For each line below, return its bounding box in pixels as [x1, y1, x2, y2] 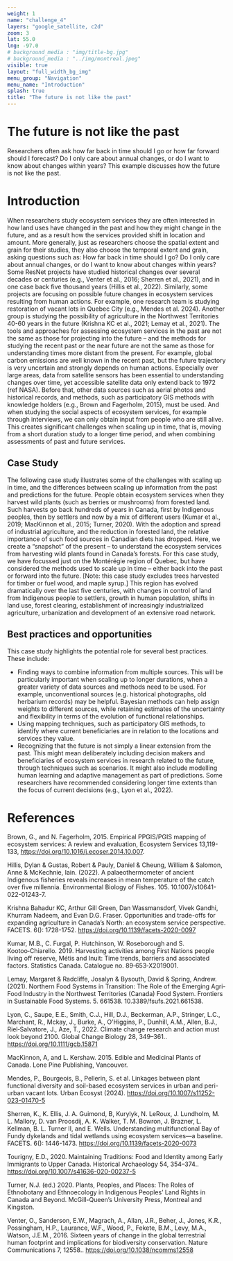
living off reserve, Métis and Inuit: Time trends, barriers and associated [7, 954, 210, 963]
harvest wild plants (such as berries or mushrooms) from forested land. [7, 497, 211, 506]
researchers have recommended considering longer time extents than [17, 778, 217, 787]
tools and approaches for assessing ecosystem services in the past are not [7, 327, 222, 335]
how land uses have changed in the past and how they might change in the [7, 223, 222, 232]
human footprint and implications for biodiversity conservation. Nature [7, 1239, 208, 1247]
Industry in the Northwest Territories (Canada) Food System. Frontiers [23, 990, 223, 998]
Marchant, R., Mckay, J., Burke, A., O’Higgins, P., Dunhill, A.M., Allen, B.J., [7, 1018, 218, 1027]
